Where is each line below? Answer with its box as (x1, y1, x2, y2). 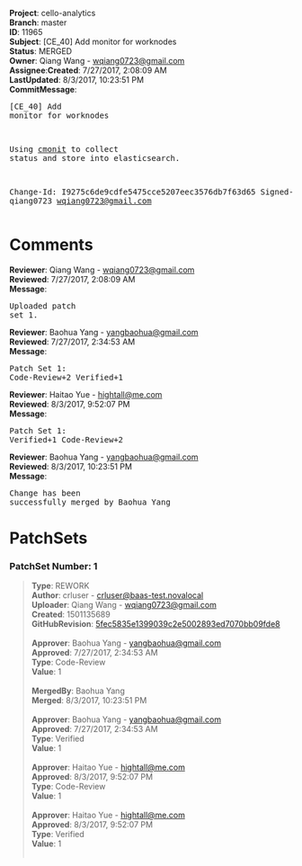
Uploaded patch (9, 300, 76, 311)
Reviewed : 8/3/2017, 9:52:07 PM (9, 398, 130, 409)
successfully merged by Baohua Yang (9, 496, 171, 507)
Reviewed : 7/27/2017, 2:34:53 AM (9, 336, 136, 347)
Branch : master (9, 17, 67, 28)
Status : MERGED (9, 46, 73, 57)
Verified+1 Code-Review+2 (9, 434, 124, 444)
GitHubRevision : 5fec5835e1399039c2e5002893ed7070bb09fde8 (31, 619, 280, 629)
